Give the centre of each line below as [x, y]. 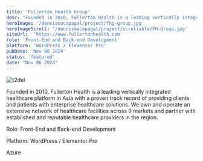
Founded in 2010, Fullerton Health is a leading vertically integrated [89, 91]
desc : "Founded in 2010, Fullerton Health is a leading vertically [93, 18]
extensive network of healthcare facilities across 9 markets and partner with [101, 111]
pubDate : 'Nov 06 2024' [36, 51]
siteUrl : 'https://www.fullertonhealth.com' [64, 34]
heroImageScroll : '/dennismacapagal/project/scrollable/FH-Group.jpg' [97, 29]
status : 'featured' [31, 57]
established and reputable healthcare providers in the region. [82, 117]
